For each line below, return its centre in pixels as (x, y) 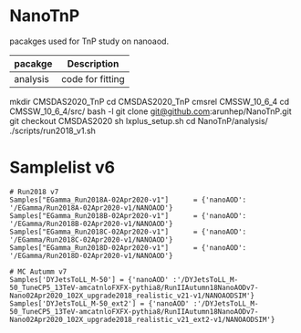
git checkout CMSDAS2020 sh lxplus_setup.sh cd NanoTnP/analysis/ (139, 120)
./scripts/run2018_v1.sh (52, 130)
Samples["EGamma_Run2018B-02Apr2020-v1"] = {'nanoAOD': (128, 215)
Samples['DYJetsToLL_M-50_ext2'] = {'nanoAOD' (99, 303)
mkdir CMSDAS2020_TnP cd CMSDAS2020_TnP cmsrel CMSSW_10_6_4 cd (150, 101)
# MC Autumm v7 (38, 271)
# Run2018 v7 (34, 192)
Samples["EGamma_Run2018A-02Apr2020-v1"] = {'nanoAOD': (128, 200)
